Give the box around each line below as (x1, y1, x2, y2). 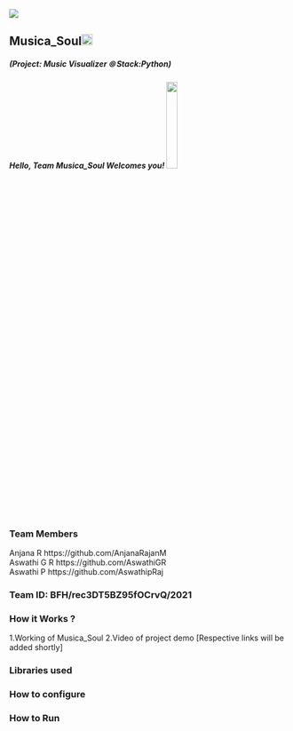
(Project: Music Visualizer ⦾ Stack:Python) (9, 58, 171, 69)
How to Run (9, 712, 60, 725)
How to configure (9, 688, 86, 701)
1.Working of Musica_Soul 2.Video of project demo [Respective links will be (9, 632, 284, 643)
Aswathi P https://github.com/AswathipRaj (9, 567, 164, 577)
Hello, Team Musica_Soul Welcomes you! (9, 160, 165, 171)
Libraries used (9, 664, 73, 677)
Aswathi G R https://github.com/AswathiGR (9, 557, 167, 568)
